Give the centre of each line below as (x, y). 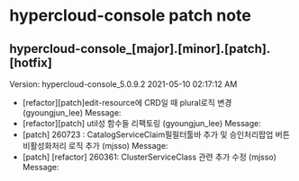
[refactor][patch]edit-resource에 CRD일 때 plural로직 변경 (127, 103)
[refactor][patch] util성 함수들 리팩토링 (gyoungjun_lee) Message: (141, 123)
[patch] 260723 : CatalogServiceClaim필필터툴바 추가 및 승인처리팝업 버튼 (156, 134)
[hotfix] (31, 62)
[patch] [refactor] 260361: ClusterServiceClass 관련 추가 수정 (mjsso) (149, 157)
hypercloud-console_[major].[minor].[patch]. (140, 49)
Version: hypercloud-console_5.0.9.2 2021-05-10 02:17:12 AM (123, 84)
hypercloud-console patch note (131, 16)
